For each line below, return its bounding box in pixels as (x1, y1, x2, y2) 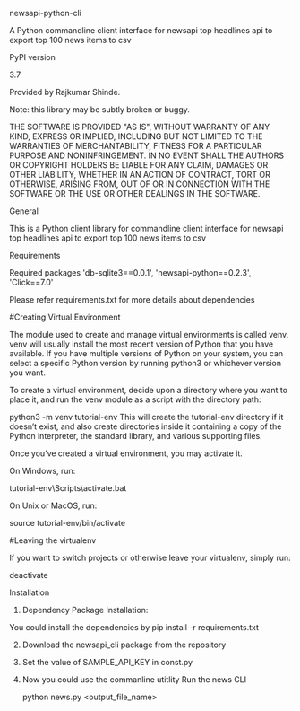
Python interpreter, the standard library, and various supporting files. (9, 431, 262, 441)
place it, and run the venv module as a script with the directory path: (9, 394, 261, 405)
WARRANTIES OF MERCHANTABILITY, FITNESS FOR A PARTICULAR (9, 141, 262, 151)
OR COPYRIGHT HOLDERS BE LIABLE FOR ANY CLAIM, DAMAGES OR (9, 160, 269, 170)
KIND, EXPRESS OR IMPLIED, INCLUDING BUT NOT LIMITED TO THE (9, 131, 263, 142)
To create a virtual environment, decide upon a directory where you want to (9, 385, 288, 395)
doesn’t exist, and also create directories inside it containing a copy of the (9, 421, 282, 432)
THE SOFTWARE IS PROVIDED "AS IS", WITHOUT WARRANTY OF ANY (9, 121, 270, 132)
